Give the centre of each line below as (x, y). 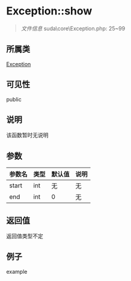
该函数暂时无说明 (27, 135)
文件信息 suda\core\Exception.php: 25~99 (73, 28)
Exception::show (49, 11)
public (14, 99)
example (17, 271)
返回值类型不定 (25, 236)
